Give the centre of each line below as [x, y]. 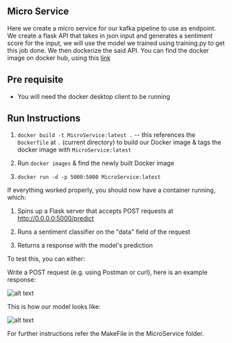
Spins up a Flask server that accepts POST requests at [95, 211]
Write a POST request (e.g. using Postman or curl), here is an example [108, 272]
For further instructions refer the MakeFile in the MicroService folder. [106, 334]
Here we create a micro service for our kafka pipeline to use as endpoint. [112, 28]
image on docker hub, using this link [59, 58]
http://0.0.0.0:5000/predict [56, 218]
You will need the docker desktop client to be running [93, 96]
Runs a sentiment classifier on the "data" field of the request [104, 232]
